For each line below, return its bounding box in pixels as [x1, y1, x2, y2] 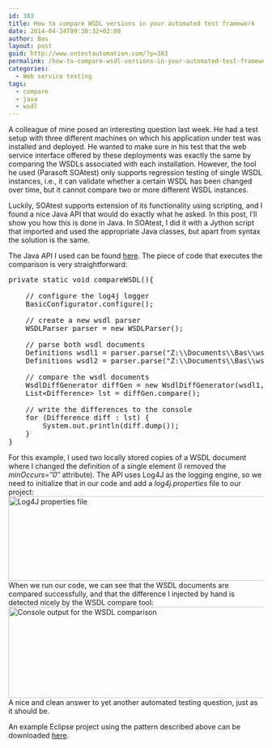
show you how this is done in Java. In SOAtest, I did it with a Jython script [8, 218, 255, 228]
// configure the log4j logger [25, 291, 150, 301]
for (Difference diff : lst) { [25, 413, 150, 423]
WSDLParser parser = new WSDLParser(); [25, 324, 184, 333]
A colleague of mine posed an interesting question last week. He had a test [8, 125, 259, 135]
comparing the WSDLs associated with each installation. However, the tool [8, 159, 257, 169]
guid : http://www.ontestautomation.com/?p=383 [8, 49, 168, 58]
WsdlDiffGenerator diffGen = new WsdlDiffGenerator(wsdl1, [25, 380, 265, 390]
